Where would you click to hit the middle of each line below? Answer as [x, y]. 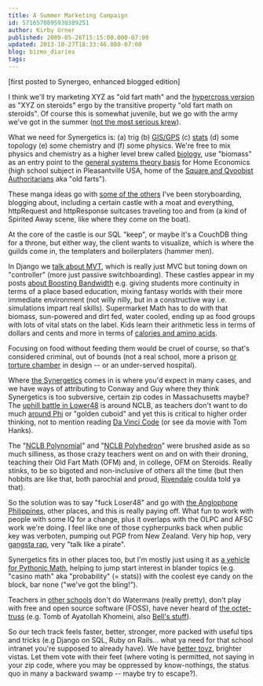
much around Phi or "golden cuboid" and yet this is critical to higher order [128, 413]
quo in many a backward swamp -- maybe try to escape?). [103, 673]
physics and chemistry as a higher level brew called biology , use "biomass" [130, 153]
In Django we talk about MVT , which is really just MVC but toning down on [128, 266]
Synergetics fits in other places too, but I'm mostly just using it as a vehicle [129, 559]
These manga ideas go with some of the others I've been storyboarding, [125, 194]
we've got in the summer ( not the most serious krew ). [95, 122]
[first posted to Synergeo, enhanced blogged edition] [94, 81]
